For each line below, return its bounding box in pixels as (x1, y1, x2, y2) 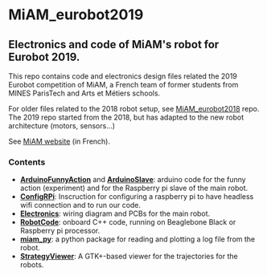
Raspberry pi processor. (19, 226, 101, 236)
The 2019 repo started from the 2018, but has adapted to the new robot (8, 112, 244, 122)
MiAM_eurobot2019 (8, 6, 144, 24)
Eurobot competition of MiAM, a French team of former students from (8, 80, 239, 89)
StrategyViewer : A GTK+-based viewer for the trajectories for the (19, 251, 239, 262)
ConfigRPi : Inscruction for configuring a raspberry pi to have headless (19, 192, 254, 201)
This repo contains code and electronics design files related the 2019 (8, 71, 237, 81)
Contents (8, 156, 46, 168)
